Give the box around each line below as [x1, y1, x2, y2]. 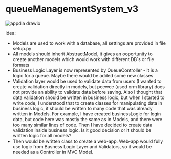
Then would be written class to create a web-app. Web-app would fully [12, 138, 163, 144]
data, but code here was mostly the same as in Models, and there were [12, 116, 163, 122]
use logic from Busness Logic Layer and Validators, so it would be [12, 143, 152, 149]
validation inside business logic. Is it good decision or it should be [12, 127, 152, 133]
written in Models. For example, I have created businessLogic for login [12, 111, 161, 117]
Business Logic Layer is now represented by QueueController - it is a [12, 67, 158, 73]
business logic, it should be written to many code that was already [12, 105, 153, 111]
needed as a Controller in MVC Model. [12, 149, 94, 155]
